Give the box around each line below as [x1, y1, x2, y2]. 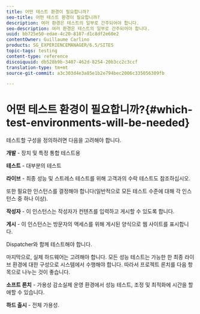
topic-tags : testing [6, 48, 58, 54]
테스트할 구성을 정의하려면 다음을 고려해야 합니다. [6, 137, 122, 144]
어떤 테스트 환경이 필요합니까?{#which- [6, 103, 193, 117]
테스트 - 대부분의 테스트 [6, 162, 62, 170]
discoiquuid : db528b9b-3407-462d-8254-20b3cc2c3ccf [6, 59, 138, 65]
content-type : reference [6, 53, 68, 59]
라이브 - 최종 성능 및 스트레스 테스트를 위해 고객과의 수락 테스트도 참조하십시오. [6, 175, 190, 182]
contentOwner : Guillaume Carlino [6, 37, 90, 43]
